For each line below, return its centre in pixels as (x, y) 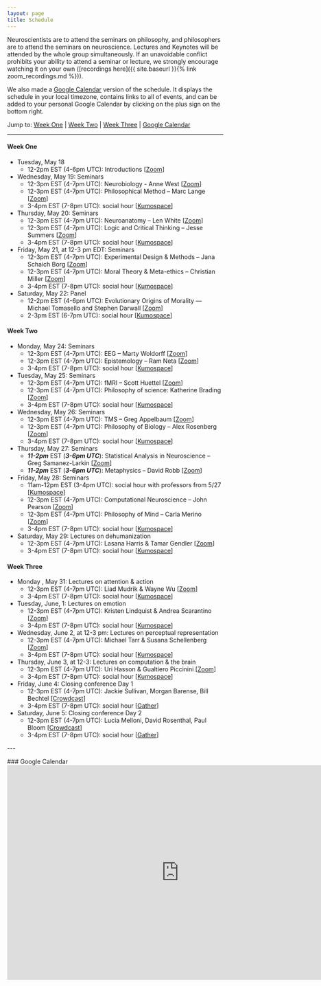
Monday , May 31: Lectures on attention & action (85, 582)
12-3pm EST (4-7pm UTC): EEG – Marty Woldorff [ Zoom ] (107, 353)
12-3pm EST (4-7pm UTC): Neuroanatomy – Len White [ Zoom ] (115, 220)
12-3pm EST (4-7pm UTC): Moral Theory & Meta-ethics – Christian (121, 271)
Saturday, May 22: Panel (51, 293)
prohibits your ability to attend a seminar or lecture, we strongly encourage (113, 61)
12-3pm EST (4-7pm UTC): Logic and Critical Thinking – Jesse (115, 227)
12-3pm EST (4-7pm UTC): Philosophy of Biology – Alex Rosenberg (122, 426)
